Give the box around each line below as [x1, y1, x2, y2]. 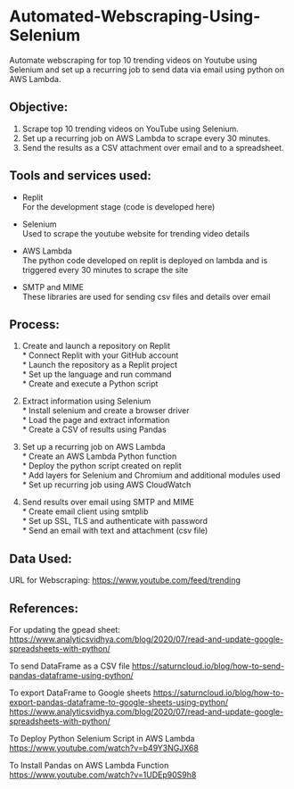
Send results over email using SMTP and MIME [21, 497, 194, 508]
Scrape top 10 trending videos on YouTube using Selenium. [21, 123, 239, 134]
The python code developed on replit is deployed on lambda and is [21, 254, 268, 265]
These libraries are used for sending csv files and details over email [21, 291, 271, 302]
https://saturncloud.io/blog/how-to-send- [132, 660, 285, 671]
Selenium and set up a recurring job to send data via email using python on [9, 64, 285, 75]
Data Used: [9, 551, 73, 566]
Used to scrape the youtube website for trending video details [21, 228, 250, 238]
